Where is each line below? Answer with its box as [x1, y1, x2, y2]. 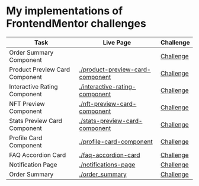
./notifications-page [79, 160, 136, 169]
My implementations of [6, 4, 123, 18]
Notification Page [9, 160, 57, 169]
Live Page [102, 38, 131, 46]
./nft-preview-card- [79, 99, 137, 108]
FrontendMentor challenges [6, 17, 146, 30]
